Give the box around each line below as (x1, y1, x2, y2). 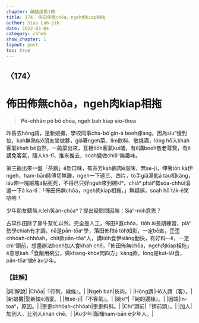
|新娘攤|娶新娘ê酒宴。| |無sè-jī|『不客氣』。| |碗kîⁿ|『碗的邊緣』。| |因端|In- (6, 296, 188, 303)
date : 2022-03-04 (6, 25, 49, 32)
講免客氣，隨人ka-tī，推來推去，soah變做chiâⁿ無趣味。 (6, 152, 141, 159)
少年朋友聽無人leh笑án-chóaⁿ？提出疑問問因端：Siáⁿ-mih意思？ (6, 207, 162, 215)
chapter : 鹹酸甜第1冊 (6, 8, 55, 15)
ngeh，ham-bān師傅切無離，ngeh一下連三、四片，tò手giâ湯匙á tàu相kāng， (6, 172, 194, 179)
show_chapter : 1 (6, 36, 46, 42)
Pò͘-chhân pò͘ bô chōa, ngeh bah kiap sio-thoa (20, 117, 137, 125)
